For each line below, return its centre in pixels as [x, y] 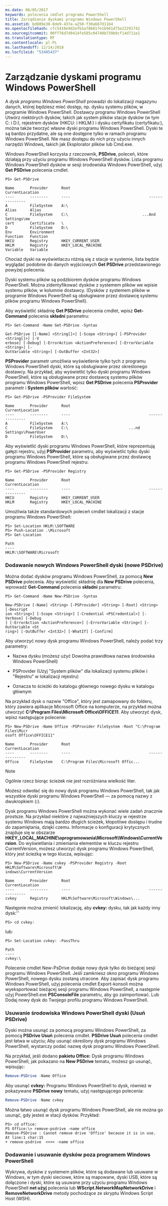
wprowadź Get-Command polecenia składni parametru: [63, 587]
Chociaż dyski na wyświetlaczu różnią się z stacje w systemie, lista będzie [82, 259]
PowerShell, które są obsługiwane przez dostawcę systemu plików [74, 377]
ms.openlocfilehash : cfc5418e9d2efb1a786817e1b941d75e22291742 [73, 29]
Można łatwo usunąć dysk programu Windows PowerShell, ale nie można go [84, 1110]
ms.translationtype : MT [30, 38]
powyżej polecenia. [25, 270]
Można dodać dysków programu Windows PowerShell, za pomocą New [79, 576]
